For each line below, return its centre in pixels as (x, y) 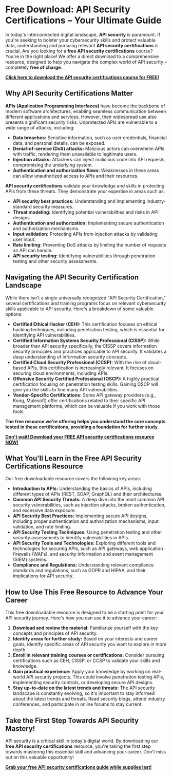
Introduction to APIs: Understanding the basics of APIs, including (82, 488)
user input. (24, 239)
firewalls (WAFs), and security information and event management (83, 554)
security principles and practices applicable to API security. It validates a (90, 351)
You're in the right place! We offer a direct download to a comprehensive (82, 56)
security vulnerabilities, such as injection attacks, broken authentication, (89, 505)
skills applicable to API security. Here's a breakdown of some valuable (80, 309)
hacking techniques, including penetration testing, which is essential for (89, 329)
